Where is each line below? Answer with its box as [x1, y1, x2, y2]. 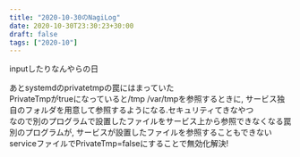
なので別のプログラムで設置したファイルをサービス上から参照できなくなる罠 [9, 116, 292, 127]
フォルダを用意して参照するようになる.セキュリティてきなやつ [24, 104, 254, 116]
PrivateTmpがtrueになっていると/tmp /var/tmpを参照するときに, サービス [9, 94, 278, 104]
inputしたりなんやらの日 [9, 63, 99, 74]
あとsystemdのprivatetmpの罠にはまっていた [9, 82, 175, 94]
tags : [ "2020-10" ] [9, 37, 78, 47]
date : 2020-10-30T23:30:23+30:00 [9, 21, 134, 30]
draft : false [9, 29, 58, 38]
